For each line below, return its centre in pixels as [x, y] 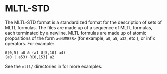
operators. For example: [30, 43]
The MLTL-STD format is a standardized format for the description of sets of [84, 22]
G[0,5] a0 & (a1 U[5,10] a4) [35, 53]
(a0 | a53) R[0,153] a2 [30, 57]
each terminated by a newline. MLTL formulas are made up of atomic [76, 33]
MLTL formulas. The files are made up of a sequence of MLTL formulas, [79, 27]
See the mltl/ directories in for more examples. [54, 66]
